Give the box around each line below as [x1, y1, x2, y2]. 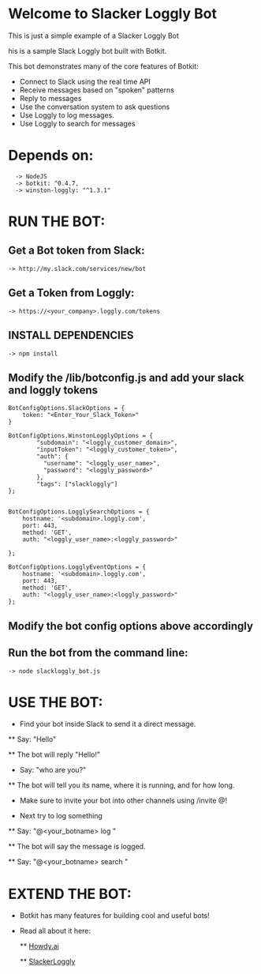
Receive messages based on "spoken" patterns [19, 85, 175, 95]
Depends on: [8, 147, 94, 164]
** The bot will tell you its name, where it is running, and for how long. [8, 780, 235, 790]
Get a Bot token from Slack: [8, 244, 145, 258]
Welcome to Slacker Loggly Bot [8, 5, 217, 23]
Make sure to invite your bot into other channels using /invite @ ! [19, 795, 227, 806]
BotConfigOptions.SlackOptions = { [8, 404, 125, 412]
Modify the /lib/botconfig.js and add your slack [8, 370, 244, 384]
